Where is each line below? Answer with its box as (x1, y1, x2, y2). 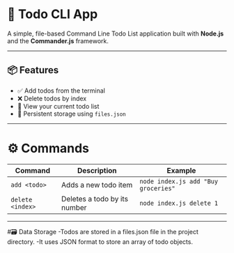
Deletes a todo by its (61, 194, 129, 204)
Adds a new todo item (61, 180, 133, 190)
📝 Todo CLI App (7, 6, 98, 22)
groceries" (139, 184, 175, 192)
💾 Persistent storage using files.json (17, 109, 127, 118)
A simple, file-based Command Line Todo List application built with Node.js (7, 29, 224, 38)
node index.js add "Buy (139, 177, 218, 185)
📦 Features (7, 64, 59, 76)
